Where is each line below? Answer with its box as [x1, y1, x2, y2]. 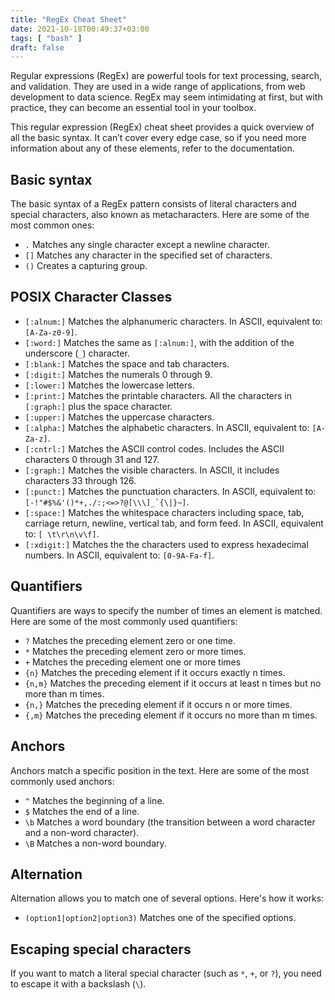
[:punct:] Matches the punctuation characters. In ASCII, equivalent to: [24, 485, 317, 497]
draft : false [10, 42, 65, 53]
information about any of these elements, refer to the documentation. [10, 142, 295, 155]
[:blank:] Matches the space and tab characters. [24, 357, 230, 370]
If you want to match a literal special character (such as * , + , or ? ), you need [10, 967, 322, 980]
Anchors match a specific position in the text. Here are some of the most [10, 764, 310, 776]
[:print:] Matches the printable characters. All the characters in [24, 389, 293, 401]
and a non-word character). [24, 826, 140, 838]
